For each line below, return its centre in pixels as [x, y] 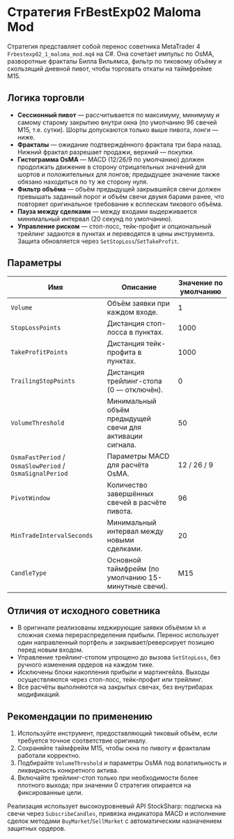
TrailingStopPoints [43, 381]
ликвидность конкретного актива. [68, 771]
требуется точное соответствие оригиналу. [82, 740]
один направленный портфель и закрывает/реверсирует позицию [116, 643]
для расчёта [128, 465]
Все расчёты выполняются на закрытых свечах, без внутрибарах [115, 687]
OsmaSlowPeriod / [38, 465]
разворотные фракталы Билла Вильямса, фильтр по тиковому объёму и [115, 61]
